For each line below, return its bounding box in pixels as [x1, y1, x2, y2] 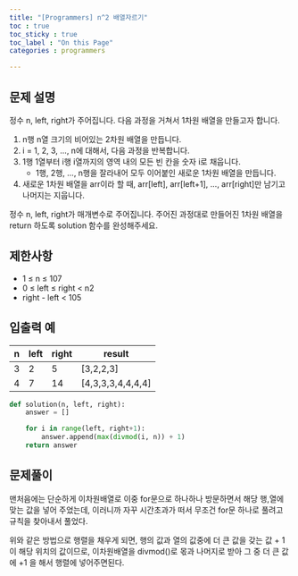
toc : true [9, 21, 50, 30]
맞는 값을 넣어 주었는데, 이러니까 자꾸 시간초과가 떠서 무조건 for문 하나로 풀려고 [9, 504, 284, 515]
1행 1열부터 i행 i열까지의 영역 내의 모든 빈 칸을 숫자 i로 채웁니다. [21, 156, 241, 166]
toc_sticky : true [9, 30, 78, 38]
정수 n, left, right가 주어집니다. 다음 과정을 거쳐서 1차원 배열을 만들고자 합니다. [9, 114, 281, 125]
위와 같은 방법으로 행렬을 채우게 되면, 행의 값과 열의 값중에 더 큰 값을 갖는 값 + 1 [9, 534, 286, 546]
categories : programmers [9, 47, 105, 55]
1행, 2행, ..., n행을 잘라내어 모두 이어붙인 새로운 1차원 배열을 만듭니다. [35, 167, 277, 178]
